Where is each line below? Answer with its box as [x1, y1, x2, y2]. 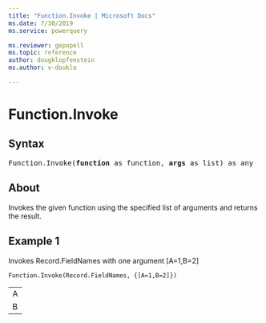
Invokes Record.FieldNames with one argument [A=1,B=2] [8, 256, 199, 265]
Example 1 [8, 235, 60, 248]
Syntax [8, 137, 45, 151]
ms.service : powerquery [8, 27, 88, 35]
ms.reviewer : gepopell [8, 41, 84, 49]
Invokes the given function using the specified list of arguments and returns [8, 202, 258, 212]
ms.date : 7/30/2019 [8, 19, 74, 27]
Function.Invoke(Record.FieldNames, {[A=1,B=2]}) [8, 271, 178, 280]
